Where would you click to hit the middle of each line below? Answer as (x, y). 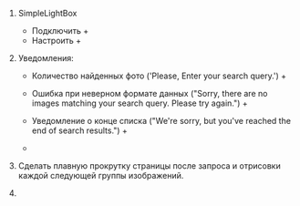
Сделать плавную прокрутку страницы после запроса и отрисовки (149, 166)
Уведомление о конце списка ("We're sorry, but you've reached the (161, 121)
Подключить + (60, 31)
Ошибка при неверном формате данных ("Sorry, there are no (150, 93)
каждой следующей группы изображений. (101, 175)
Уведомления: (46, 58)
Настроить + (57, 41)
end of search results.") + (79, 130)
